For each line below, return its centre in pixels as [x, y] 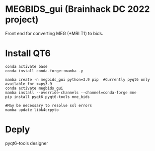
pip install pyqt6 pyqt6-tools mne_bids [48, 97]
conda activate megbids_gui [34, 88]
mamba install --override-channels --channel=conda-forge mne [71, 93]
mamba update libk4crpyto [32, 110]
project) [22, 20]
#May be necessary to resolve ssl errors [49, 105]
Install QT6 [28, 53]
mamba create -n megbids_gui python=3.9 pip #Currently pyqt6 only [77, 79]
